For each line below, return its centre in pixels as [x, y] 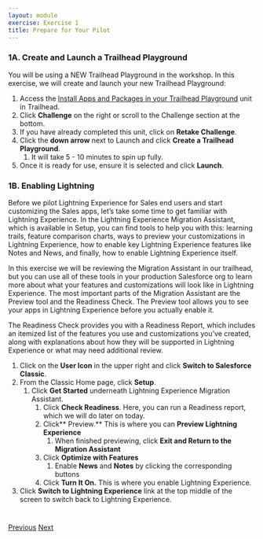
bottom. [32, 124]
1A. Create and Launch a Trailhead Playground [98, 57]
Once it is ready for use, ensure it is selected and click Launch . [121, 165]
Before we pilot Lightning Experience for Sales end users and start [115, 202]
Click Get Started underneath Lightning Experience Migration [130, 390]
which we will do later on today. [94, 415]
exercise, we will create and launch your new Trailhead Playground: [117, 83]
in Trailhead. [40, 106]
